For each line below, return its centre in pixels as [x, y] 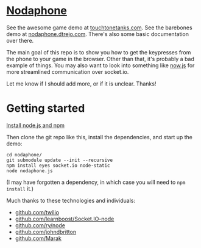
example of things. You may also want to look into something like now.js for [100, 65]
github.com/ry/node [40, 225]
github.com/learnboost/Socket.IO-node [65, 219]
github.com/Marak [38, 238]
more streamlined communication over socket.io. [68, 71]
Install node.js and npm [36, 125]
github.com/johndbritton [46, 232]
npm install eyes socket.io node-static [58, 166]
